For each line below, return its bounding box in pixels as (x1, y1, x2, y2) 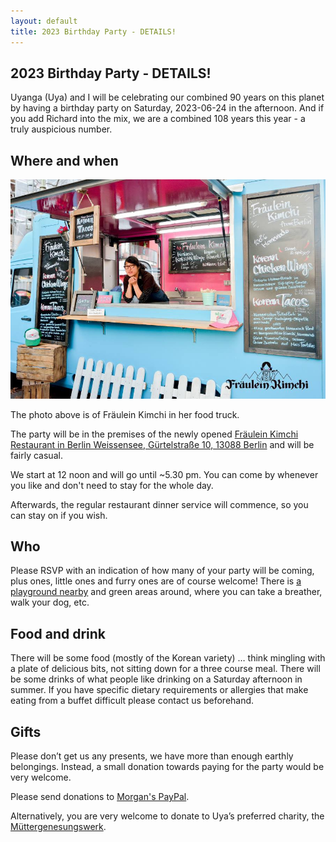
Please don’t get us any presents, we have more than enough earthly (10, 750, 294, 762)
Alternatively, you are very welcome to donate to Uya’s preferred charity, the (10, 810, 325, 822)
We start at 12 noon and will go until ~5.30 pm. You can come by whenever (10, 468, 319, 480)
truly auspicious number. (10, 123, 113, 135)
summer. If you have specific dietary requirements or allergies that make (10, 684, 309, 696)
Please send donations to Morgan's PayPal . (10, 791, 190, 803)
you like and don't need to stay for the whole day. (10, 479, 214, 491)
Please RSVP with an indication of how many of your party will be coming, (10, 565, 315, 577)
